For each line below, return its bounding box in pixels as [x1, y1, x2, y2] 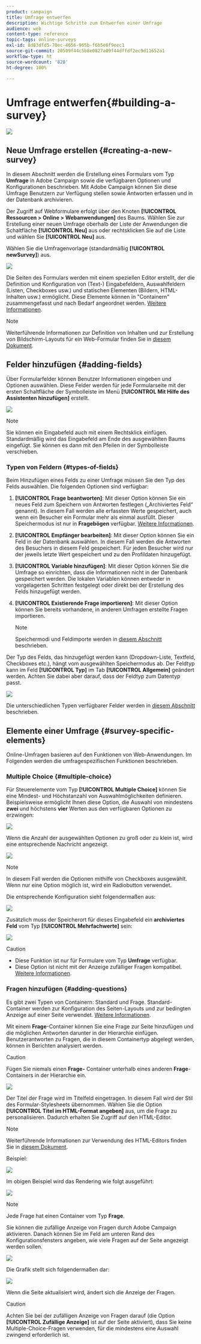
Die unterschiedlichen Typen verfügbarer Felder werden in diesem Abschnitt [6, 702, 196, 709]
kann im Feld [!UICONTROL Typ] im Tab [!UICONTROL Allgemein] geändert [6, 667, 195, 674]
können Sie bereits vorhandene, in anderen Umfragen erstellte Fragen [14, 606, 188, 613]
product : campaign [6, 8, 52, 15]
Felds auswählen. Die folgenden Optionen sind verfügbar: [6, 483, 149, 490]
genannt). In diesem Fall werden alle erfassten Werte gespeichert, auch [14, 508, 192, 515]
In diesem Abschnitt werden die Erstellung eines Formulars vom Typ [6, 170, 175, 178]
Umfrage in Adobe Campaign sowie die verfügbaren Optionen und [6, 177, 171, 184]
